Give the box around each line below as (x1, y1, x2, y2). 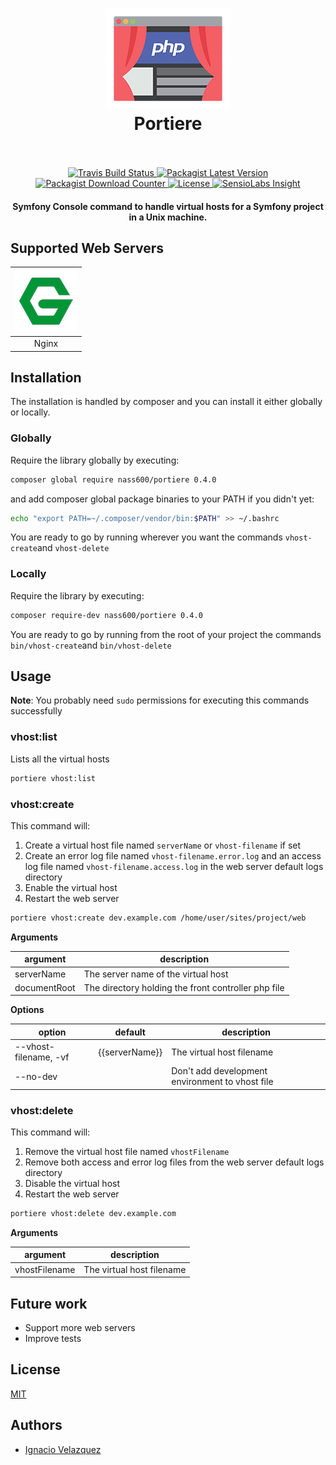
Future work (10, 1295, 88, 1312)
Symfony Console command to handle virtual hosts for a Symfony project (12, 200, 324, 212)
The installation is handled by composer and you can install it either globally (10, 396, 323, 408)
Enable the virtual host (24, 881, 118, 893)
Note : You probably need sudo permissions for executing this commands (10, 694, 310, 707)
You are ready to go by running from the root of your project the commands (10, 628, 322, 640)
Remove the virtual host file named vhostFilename (24, 1146, 230, 1158)
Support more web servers (24, 1322, 136, 1334)
